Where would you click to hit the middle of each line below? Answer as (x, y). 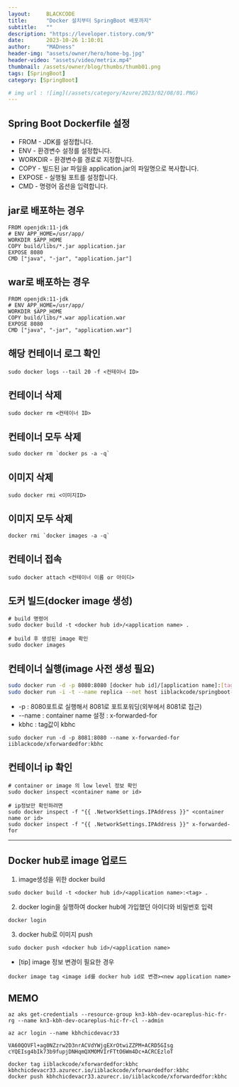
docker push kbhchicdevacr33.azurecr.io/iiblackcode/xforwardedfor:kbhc (118, 1077)
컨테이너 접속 (35, 559)
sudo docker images (37, 645)
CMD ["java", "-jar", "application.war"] (70, 330)
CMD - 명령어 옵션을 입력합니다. (63, 186)
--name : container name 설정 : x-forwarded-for (88, 715)
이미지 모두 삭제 (40, 519)
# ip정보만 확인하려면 (35, 806)
